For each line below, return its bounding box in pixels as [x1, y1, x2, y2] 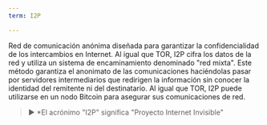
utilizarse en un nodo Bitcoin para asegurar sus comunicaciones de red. [8, 91, 246, 101]
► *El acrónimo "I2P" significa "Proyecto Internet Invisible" [27, 107, 225, 117]
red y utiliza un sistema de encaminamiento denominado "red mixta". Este [8, 58, 253, 67]
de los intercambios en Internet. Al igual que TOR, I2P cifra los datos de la [8, 49, 252, 58]
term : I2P [8, 11, 42, 20]
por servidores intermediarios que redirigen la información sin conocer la [8, 75, 250, 84]
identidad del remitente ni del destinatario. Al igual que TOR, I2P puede [8, 83, 242, 93]
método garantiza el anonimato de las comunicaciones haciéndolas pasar [8, 66, 252, 76]
